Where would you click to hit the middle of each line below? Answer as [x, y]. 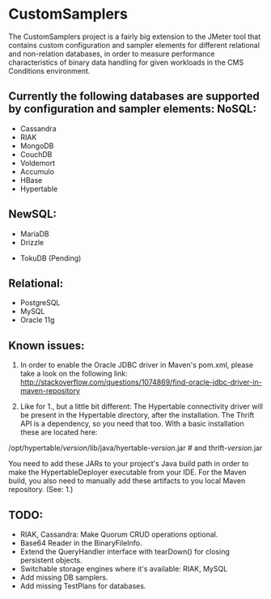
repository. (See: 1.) [41, 490]
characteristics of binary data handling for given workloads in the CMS [126, 62]
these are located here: [59, 432]
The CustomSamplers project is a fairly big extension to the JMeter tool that [135, 36]
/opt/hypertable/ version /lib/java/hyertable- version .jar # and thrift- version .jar [135, 448]
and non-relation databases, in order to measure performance [112, 53]
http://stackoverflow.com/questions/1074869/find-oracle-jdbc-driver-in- [141, 382]
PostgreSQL [40, 303]
